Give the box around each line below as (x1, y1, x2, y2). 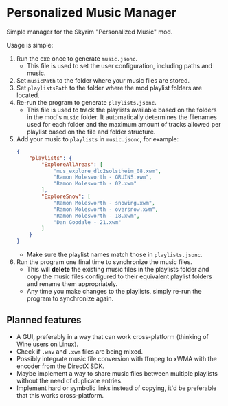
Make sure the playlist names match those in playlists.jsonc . (26, 250, 203, 259)
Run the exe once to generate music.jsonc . (16, 54, 138, 63)
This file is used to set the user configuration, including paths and (26, 61, 212, 70)
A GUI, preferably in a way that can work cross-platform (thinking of (16, 332, 209, 341)
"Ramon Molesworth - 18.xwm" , (53, 212, 140, 219)
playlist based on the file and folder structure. (26, 128, 156, 136)
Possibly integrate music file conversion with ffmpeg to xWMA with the (16, 354, 217, 363)
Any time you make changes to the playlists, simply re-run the (26, 287, 202, 296)
